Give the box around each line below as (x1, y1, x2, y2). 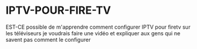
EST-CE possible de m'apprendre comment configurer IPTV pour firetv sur (5, 23, 191, 30)
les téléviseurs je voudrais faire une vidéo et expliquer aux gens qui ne (5, 29, 181, 36)
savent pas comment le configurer (5, 36, 91, 43)
